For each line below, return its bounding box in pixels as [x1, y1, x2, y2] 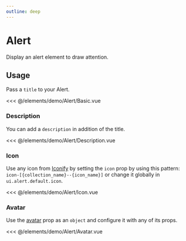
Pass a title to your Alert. [6, 86, 70, 93]
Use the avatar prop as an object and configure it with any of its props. [6, 217, 178, 224]
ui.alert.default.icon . [6, 177, 63, 184]
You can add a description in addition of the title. [6, 125, 125, 132]
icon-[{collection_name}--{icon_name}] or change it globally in [6, 171, 160, 178]
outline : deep [6, 8, 41, 15]
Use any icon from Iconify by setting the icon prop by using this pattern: [6, 165, 180, 172]
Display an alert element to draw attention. [6, 53, 109, 61]
